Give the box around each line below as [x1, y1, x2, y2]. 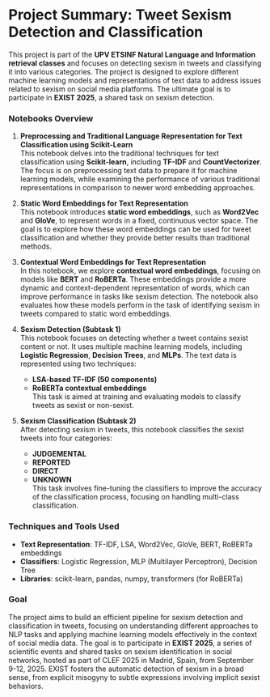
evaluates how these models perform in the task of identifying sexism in [19, 300, 260, 310]
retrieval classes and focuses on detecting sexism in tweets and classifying [8, 58, 262, 68]
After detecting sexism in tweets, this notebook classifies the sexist [19, 425, 245, 435]
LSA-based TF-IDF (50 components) [32, 375, 158, 385]
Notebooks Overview [8, 113, 94, 124]
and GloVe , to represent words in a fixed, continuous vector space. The [19, 216, 259, 226]
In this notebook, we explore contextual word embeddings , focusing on [19, 266, 261, 276]
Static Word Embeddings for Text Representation [19, 198, 188, 208]
